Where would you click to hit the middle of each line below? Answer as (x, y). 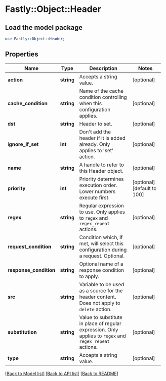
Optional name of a (101, 264)
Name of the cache (101, 91)
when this (90, 103)
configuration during (103, 250)
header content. (97, 297)
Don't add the (95, 131)
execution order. (98, 185)
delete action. (95, 309)
